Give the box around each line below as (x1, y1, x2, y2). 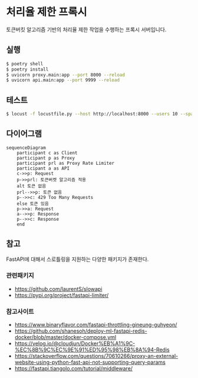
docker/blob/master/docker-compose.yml (14, 334, 117, 341)
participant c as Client (16, 150, 78, 156)
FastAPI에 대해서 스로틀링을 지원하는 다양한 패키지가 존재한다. (6, 256, 149, 263)
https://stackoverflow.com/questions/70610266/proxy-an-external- (14, 353, 179, 360)
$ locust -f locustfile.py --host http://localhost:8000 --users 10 (6, 111, 178, 117)
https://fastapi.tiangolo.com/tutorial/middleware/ (14, 365, 133, 372)
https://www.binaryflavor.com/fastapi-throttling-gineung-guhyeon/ (14, 321, 177, 329)
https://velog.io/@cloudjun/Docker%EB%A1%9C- (14, 340, 136, 347)
